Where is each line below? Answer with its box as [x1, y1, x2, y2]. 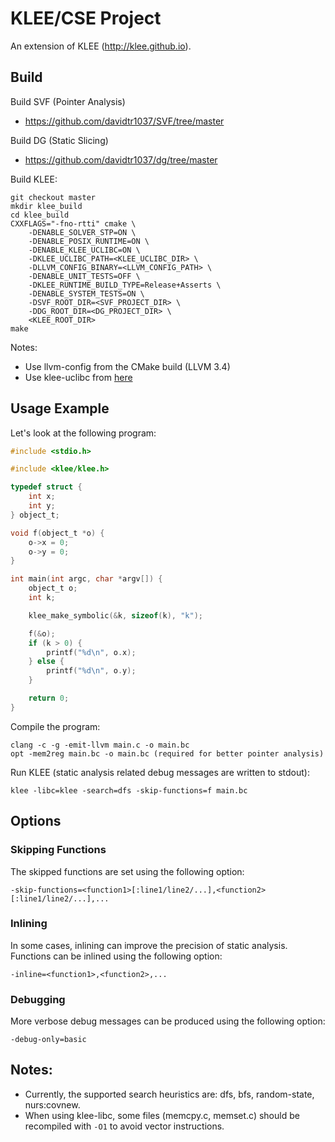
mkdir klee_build [10, 201, 83, 211]
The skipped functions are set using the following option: [10, 865, 245, 877]
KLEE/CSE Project [10, 7, 162, 30]
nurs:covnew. [24, 1098, 81, 1111]
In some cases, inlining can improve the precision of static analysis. [10, 939, 288, 951]
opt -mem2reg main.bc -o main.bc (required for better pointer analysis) [10, 748, 325, 759]
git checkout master [10, 192, 97, 202]
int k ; [28, 593, 56, 603]
